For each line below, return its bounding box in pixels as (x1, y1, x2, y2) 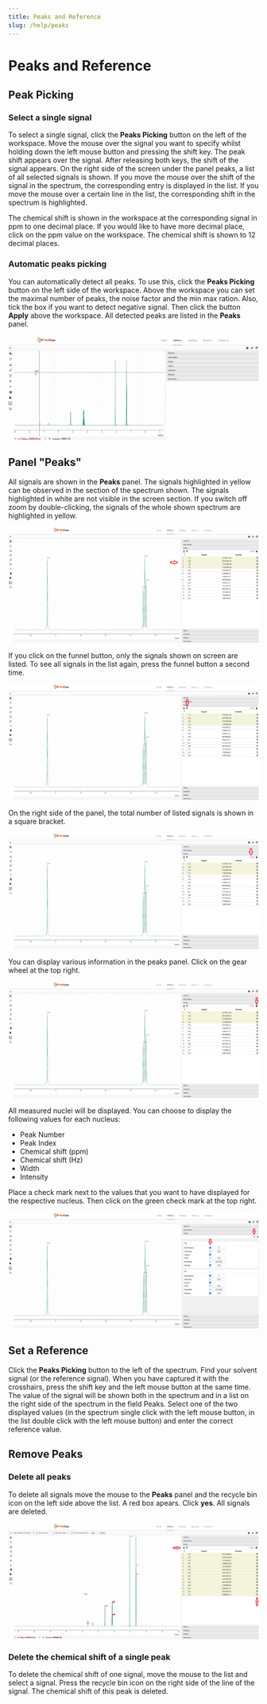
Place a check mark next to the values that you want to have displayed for (8, 1187, 250, 1197)
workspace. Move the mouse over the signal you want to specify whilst (8, 139, 241, 148)
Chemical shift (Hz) (19, 1155, 83, 1165)
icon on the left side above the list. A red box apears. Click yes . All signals (8, 1498, 250, 1507)
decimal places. (8, 239, 60, 249)
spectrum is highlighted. (8, 198, 87, 207)
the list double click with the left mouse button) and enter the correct (8, 1416, 234, 1425)
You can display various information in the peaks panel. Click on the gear (8, 957, 248, 966)
